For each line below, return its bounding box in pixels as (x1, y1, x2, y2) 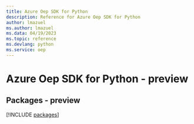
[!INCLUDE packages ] (6, 111, 59, 118)
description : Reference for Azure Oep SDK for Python (6, 14, 141, 20)
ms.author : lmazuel (6, 25, 54, 31)
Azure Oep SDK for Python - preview (6, 72, 189, 85)
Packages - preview (6, 95, 81, 106)
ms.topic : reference (6, 36, 57, 42)
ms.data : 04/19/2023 (6, 31, 57, 36)
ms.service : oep (6, 47, 46, 53)
